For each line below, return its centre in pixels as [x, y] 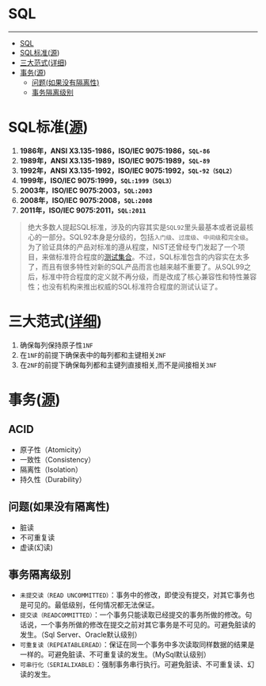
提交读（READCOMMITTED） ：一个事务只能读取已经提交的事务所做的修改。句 [136, 615]
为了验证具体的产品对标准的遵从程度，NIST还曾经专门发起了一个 [133, 247]
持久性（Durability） [53, 479]
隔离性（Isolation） [51, 469]
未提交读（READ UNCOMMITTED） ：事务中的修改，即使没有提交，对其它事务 [133, 595]
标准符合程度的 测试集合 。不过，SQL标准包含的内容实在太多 [152, 257]
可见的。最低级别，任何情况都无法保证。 [93, 605]
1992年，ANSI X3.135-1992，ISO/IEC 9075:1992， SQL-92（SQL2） [127, 171]
